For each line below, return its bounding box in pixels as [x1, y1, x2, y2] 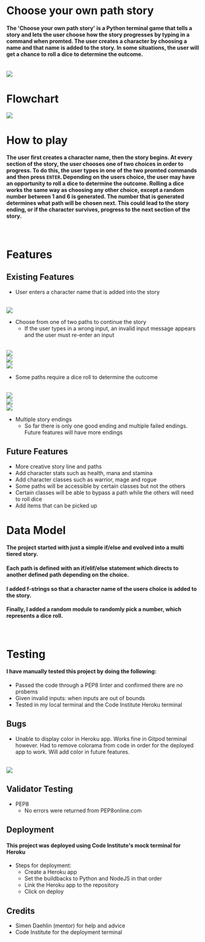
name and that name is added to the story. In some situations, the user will [6, 44, 199, 51]
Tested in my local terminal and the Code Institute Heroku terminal [15, 701, 182, 709]
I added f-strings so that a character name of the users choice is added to [6, 585, 197, 592]
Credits [6, 906, 35, 916]
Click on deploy [24, 888, 64, 895]
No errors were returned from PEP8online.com [24, 806, 142, 814]
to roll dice [15, 495, 42, 503]
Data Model [6, 523, 66, 537]
